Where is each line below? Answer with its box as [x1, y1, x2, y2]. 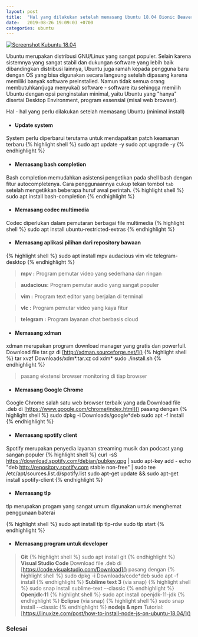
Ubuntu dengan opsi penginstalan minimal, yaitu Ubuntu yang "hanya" [6, 90, 177, 97]
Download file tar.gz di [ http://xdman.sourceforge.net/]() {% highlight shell [6, 349, 187, 356]
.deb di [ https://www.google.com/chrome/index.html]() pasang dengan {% [6, 406, 187, 413]
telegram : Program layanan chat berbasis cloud [20, 316, 138, 323]
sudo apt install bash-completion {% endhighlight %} [6, 192, 135, 200]
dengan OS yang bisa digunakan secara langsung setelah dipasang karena [6, 71, 187, 79]
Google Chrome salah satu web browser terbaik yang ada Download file [6, 399, 181, 406]
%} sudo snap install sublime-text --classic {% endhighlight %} [20, 585, 175, 592]
